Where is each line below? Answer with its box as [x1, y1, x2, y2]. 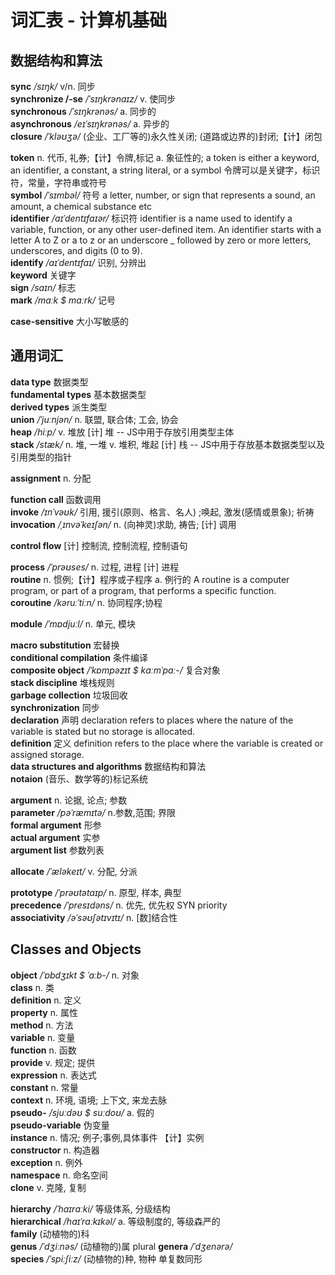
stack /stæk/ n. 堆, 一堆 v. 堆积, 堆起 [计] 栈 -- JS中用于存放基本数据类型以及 [10, 438, 326, 450]
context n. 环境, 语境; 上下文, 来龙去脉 [10, 1094, 168, 1106]
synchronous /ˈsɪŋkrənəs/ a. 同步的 [10, 106, 157, 117]
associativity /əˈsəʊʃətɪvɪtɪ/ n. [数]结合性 [10, 911, 178, 923]
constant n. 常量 [10, 1081, 79, 1093]
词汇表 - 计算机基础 [10, 9, 168, 32]
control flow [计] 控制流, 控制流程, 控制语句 [10, 539, 188, 551]
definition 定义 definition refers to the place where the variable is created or [10, 737, 324, 749]
